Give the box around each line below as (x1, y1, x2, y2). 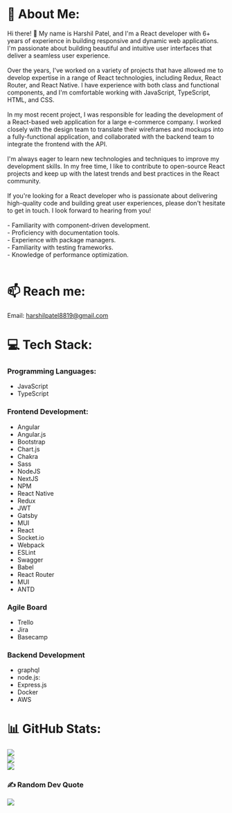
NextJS (17, 474, 39, 483)
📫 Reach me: (7, 284, 86, 299)
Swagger (17, 555, 44, 564)
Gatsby (17, 511, 38, 519)
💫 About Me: (7, 6, 80, 22)
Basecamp (17, 632, 48, 641)
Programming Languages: (7, 366, 97, 376)
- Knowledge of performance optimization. (7, 250, 130, 259)
